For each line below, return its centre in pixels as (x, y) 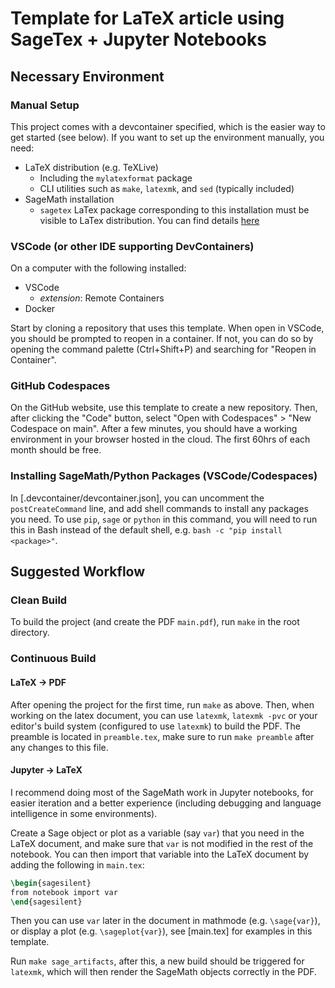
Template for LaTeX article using (147, 18)
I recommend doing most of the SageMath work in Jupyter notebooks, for (162, 792)
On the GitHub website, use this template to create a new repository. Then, (164, 408)
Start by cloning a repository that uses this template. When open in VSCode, (167, 328)
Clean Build (39, 600)
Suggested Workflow (78, 572)
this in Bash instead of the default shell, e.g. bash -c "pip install (146, 529)
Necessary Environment (87, 76)
